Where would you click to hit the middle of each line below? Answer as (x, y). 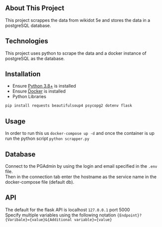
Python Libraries (29, 97)
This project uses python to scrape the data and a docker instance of (76, 53)
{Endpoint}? (129, 215)
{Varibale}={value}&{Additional (39, 220)
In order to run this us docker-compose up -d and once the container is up (80, 133)
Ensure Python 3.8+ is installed (44, 86)
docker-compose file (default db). (40, 182)
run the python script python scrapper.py (47, 138)
